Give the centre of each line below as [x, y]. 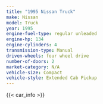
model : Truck [22, 23]
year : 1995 [20, 28]
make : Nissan [22, 17]
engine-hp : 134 [25, 39]
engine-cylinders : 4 [32, 45]
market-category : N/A [33, 67]
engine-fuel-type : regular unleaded [51, 34]
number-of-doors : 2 [30, 61]
